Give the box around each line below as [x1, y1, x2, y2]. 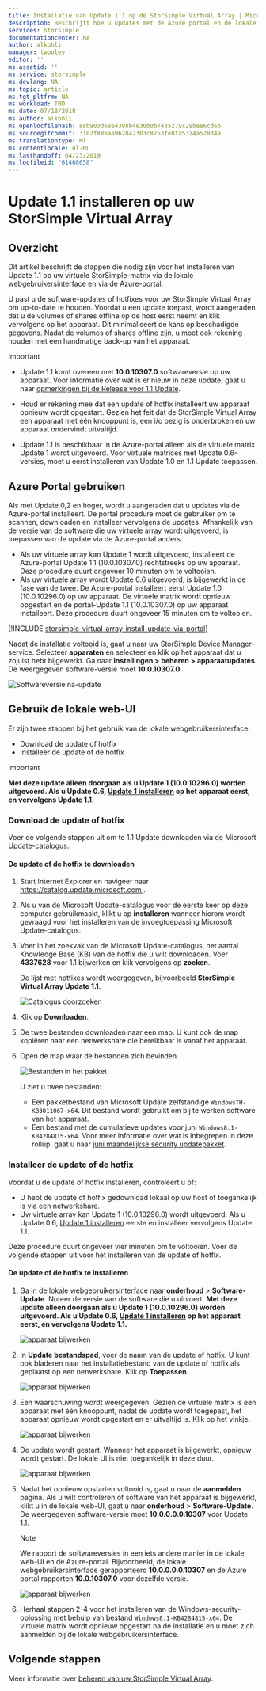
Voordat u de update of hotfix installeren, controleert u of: [8, 1177, 196, 1187]
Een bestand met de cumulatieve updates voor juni [31, 1123, 198, 1132]
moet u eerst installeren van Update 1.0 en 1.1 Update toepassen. [47, 457, 258, 466]
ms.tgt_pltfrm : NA [8, 93, 69, 101]
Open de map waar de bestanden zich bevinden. [19, 1051, 180, 1061]
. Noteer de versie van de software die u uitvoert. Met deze [44, 1294, 237, 1303]
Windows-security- [177, 1604, 241, 1613]
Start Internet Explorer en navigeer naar [19, 876, 150, 887]
